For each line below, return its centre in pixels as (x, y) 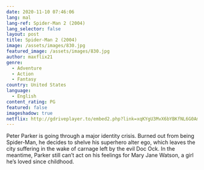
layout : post (23, 34)
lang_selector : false (34, 29)
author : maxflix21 (29, 57)
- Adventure (27, 68)
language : (19, 91)
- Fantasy (24, 79)
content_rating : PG (31, 102)
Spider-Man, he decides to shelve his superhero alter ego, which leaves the (101, 142)
